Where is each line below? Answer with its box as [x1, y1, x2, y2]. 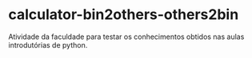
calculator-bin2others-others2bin [8, 6, 239, 24]
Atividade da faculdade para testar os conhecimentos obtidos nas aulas [8, 32, 245, 41]
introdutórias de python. [8, 40, 88, 49]
